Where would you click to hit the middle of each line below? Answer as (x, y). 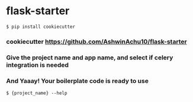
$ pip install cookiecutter (41, 27)
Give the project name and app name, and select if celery (90, 58)
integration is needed (38, 65)
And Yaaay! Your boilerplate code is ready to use (78, 81)
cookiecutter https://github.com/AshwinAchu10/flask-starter (97, 42)
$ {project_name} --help (37, 93)
